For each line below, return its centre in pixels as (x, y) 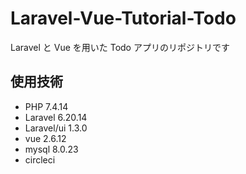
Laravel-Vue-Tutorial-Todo (123, 18)
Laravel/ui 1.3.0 (56, 128)
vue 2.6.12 (45, 138)
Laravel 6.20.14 (56, 117)
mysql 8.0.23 (51, 149)
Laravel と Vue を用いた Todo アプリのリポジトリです (120, 47)
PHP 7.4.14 (46, 106)
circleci (40, 159)
